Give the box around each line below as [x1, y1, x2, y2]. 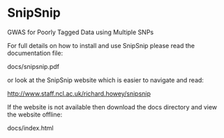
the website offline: [7, 110, 63, 118]
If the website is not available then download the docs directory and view [7, 102, 218, 111]
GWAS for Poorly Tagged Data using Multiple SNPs [7, 28, 154, 36]
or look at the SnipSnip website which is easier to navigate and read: [7, 75, 204, 84]
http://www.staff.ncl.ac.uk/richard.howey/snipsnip [7, 89, 151, 98]
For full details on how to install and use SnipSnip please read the [7, 41, 195, 49]
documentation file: [7, 49, 64, 57]
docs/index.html [7, 123, 54, 132]
